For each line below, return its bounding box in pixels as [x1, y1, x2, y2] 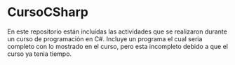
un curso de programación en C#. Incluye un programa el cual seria [7, 34, 203, 43]
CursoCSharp [7, 4, 89, 20]
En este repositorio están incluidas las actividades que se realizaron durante [7, 27, 228, 36]
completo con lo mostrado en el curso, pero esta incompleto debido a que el [7, 42, 228, 50]
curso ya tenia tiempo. [7, 50, 72, 58]
